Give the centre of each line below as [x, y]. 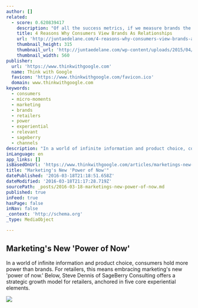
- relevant [25, 132]
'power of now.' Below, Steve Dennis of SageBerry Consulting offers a [91, 275]
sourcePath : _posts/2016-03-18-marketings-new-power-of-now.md [85, 187]
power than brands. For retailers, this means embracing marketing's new [94, 269]
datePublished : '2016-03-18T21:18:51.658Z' [60, 176]
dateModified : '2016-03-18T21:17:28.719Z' [59, 181]
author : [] [19, 11]
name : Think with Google [42, 72]
